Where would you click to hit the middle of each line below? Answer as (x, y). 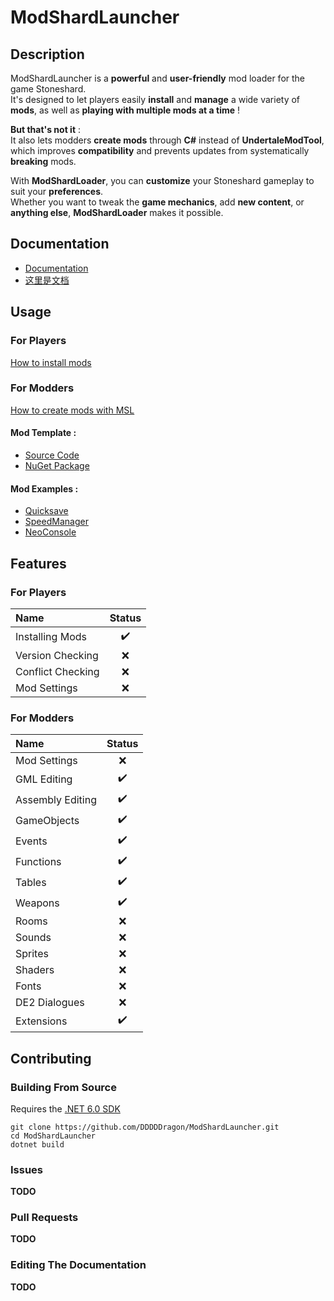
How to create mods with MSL (72, 410)
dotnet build (37, 1144)
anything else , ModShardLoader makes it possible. (117, 212)
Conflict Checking (57, 671)
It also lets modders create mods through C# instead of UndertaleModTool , (167, 140)
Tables (31, 882)
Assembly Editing (56, 799)
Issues (27, 1169)
